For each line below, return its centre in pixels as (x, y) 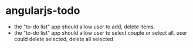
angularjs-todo (43, 11)
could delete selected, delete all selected (64, 39)
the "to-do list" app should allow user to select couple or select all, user (101, 32)
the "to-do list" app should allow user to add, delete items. (84, 27)
